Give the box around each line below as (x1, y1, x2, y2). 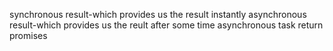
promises (9, 30, 48, 41)
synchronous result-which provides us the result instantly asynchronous (9, 9, 307, 20)
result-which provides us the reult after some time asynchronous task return (9, 19, 324, 31)
